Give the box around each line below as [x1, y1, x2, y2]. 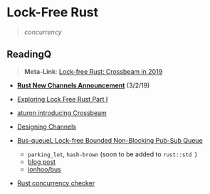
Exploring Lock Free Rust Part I [16, 95, 108, 103]
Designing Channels [16, 122, 76, 131]
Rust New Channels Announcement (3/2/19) [16, 81, 150, 90]
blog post [27, 157, 56, 166]
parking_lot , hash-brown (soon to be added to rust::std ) [27, 150, 197, 158]
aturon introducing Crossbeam [16, 108, 107, 117]
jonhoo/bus [27, 165, 62, 173]
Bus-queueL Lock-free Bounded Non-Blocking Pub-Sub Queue [16, 136, 204, 144]
